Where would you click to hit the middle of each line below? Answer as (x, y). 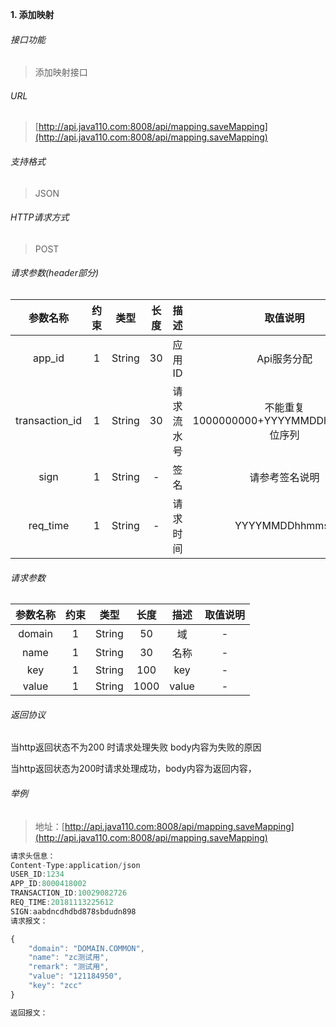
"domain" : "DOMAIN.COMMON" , (86, 948)
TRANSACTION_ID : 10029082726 (69, 893)
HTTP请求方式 (40, 217)
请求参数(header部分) (55, 273)
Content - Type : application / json (75, 865)
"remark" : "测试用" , (69, 967)
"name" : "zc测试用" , (69, 958)
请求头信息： (33, 856)
